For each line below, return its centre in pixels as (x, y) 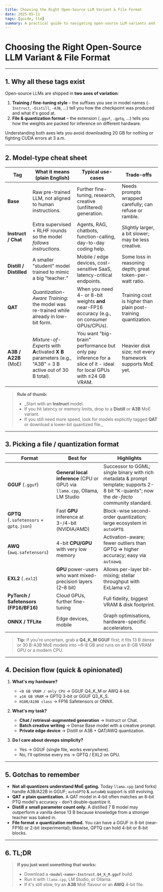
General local (72, 472)
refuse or (132, 210)
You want (88, 333)
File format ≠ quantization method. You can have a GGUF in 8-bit (78, 823)
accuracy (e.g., (94, 313)
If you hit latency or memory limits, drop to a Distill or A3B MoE (87, 409)
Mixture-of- (47, 339)
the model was (49, 304)
